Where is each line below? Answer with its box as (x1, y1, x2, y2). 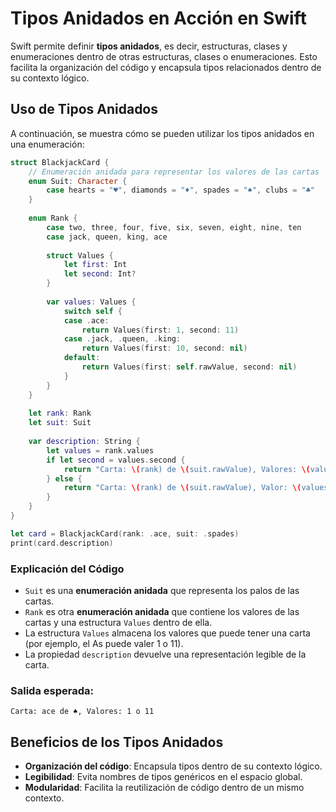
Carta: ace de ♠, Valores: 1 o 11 (10, 707, 155, 717)
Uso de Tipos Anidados (10, 101, 159, 118)
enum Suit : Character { (28, 176, 128, 186)
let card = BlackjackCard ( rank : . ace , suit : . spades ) (10, 528, 240, 539)
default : (63, 353, 101, 363)
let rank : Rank (28, 408, 92, 419)
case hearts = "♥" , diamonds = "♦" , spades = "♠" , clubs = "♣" (46, 185, 316, 196)
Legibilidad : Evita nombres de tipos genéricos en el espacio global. (24, 771, 303, 783)
